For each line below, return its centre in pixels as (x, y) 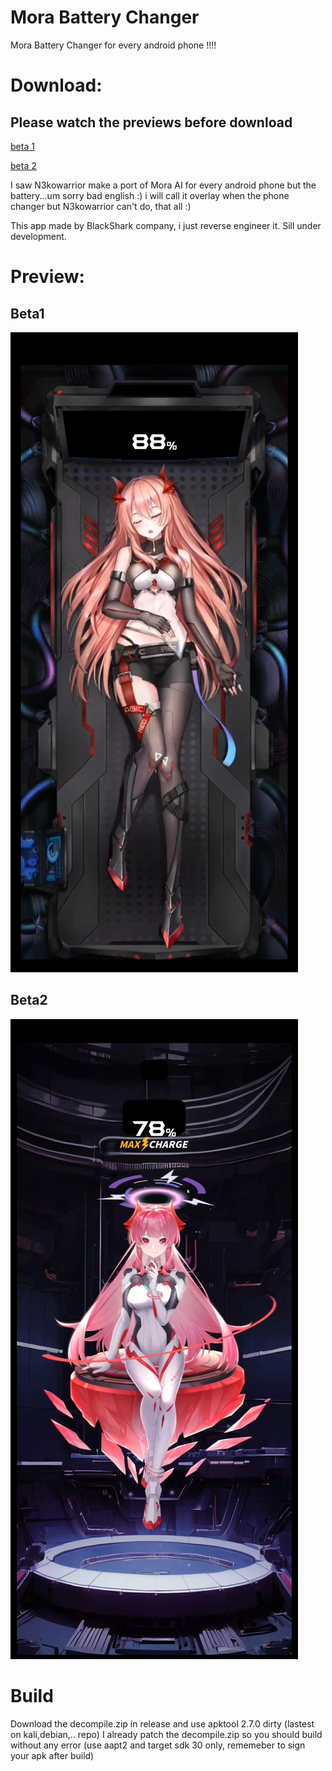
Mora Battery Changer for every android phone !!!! (113, 45)
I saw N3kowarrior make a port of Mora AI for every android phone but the (163, 185)
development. (38, 236)
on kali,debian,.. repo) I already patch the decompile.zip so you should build (166, 1734)
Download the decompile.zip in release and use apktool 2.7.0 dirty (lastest (162, 1723)
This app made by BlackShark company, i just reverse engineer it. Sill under (166, 225)
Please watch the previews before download (151, 122)
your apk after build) (52, 1755)
